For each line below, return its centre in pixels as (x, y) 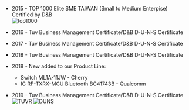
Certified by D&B (32, 15)
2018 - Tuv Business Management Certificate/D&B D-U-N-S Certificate (97, 55)
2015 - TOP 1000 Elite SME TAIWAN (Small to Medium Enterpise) (90, 8)
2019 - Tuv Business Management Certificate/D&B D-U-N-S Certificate (97, 95)
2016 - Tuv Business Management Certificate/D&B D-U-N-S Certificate (97, 32)
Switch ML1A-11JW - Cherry (54, 78)
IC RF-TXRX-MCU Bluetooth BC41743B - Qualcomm (83, 84)
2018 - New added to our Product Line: (59, 66)
